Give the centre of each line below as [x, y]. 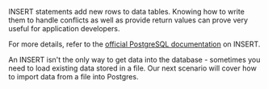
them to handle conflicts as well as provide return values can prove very [128, 20]
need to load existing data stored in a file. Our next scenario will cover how [132, 68]
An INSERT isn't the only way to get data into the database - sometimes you [134, 60]
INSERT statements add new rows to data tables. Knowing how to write [126, 12]
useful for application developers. [64, 28]
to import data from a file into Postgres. [73, 77]
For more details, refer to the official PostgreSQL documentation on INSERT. [134, 44]
